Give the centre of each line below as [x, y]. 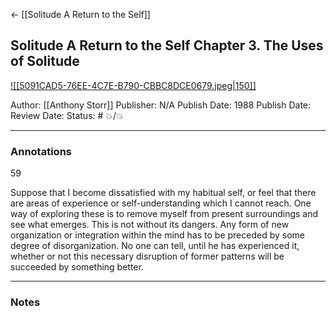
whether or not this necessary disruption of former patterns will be [147, 256]
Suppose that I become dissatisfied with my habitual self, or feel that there [163, 193]
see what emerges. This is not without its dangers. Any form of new [150, 225]
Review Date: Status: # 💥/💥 [67, 115]
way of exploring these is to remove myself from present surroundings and [164, 214]
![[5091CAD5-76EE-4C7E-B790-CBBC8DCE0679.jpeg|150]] [133, 85]
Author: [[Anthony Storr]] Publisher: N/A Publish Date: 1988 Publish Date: [161, 105]
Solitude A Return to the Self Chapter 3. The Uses [167, 45]
